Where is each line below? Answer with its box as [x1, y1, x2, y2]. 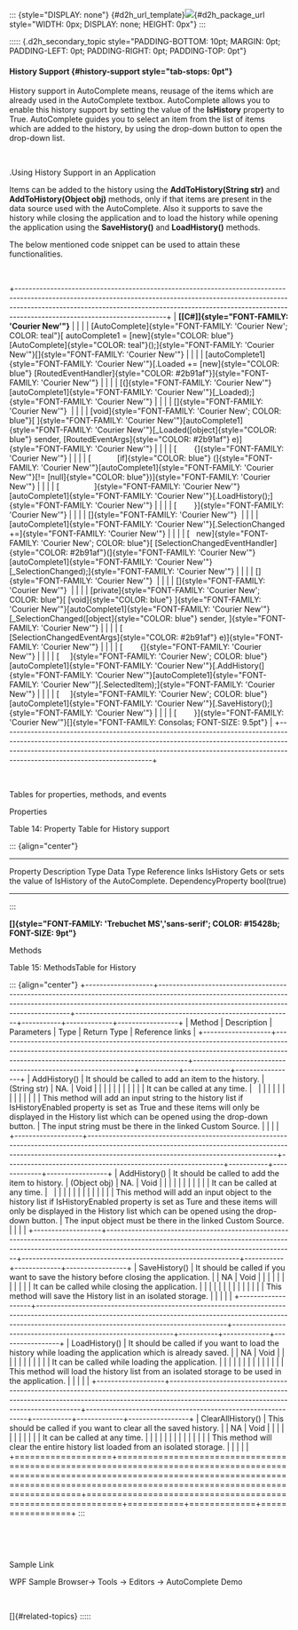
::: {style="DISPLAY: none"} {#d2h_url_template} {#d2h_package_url [9, 10, 265, 20]
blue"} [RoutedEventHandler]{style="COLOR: [9, 368, 175, 379]
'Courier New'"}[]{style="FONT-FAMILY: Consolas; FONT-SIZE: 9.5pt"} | [9, 717, 273, 728]
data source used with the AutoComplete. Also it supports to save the [9, 203, 263, 214]
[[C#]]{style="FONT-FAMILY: [178, 312, 289, 322]
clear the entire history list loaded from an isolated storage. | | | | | [9, 1442, 249, 1452]
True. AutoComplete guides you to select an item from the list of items [9, 114, 266, 124]
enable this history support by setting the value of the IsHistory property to [9, 105, 285, 115]
